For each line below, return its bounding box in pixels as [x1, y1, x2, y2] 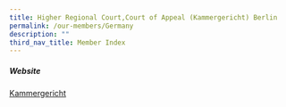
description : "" [9, 29, 70, 38]
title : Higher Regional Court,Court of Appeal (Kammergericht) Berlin [9, 12, 278, 22]
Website [9, 65, 41, 76]
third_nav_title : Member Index [9, 37, 126, 47]
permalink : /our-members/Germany [9, 21, 134, 30]
